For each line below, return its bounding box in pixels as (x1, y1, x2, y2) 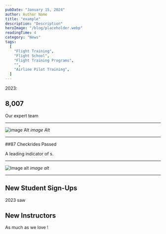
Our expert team (5, 112, 39, 119)
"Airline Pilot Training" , (14, 67, 70, 72)
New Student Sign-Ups (5, 184, 78, 192)
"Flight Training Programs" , (14, 58, 74, 63)
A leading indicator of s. (5, 150, 54, 156)
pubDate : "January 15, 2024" (5, 7, 65, 12)
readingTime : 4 (5, 30, 37, 35)
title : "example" (5, 16, 41, 21)
